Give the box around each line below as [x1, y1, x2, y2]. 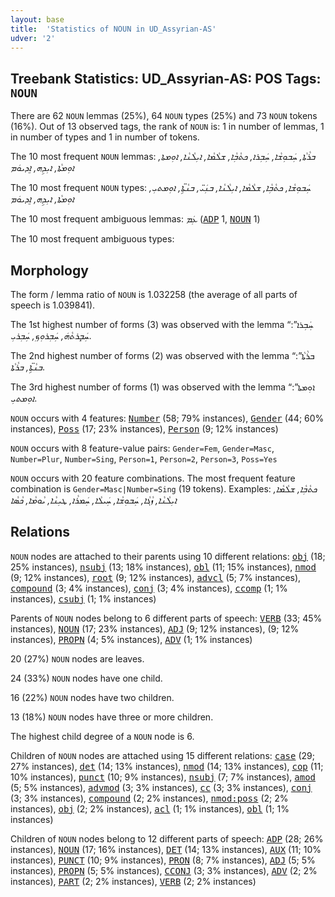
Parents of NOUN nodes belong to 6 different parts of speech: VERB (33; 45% [10, 612, 323, 624]
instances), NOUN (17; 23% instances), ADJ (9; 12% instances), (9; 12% [10, 622, 300, 635]
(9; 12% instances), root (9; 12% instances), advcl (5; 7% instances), [10, 571, 302, 583]
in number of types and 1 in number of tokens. [10, 131, 200, 143]
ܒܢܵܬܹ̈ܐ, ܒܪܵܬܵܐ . [10, 361, 46, 373]
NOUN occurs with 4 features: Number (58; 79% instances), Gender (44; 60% [10, 412, 325, 424]
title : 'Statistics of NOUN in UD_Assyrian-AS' [10, 24, 217, 34]
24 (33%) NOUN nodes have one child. [10, 672, 163, 684]
